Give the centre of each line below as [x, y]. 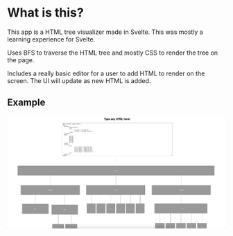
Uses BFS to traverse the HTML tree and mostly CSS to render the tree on [113, 53]
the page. [21, 60]
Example [26, 103]
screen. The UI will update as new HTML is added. [79, 80]
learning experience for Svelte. [51, 39]
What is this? [46, 13]
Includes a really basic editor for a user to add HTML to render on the [106, 73]
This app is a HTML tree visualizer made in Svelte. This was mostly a [105, 32]
